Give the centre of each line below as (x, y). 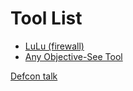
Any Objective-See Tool (73, 56)
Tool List (46, 18)
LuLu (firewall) (54, 46)
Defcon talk (34, 76)
